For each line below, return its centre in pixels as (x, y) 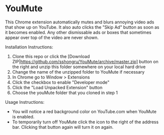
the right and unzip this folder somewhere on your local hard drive (79, 67)
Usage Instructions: (25, 102)
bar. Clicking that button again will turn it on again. (63, 127)
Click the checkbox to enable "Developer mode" (61, 82)
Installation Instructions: (29, 47)
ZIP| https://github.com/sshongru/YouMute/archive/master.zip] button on (85, 61)
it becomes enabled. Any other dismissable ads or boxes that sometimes (78, 32)
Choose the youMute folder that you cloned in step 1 (65, 93)
